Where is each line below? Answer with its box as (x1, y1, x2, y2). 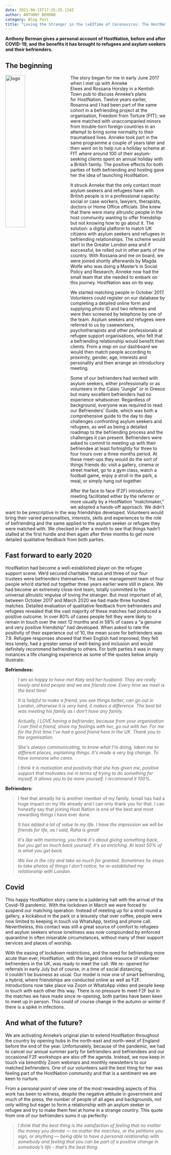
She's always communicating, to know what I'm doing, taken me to (17, 744, 159, 750)
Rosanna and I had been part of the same (70, 102, 157, 108)
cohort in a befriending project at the (70, 108, 148, 114)
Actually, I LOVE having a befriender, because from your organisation (17, 718, 164, 724)
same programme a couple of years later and (70, 140, 165, 146)
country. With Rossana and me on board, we (70, 253, 164, 259)
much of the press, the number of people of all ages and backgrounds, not (5, 1096, 162, 1102)
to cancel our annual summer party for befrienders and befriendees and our (5, 1048, 165, 1055)
